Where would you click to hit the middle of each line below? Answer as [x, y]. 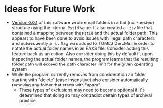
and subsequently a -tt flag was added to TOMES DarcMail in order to [83, 43]
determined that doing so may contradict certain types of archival [85, 95]
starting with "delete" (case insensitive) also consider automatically [80, 80]
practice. [28, 100]
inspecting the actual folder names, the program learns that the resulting [85, 59]
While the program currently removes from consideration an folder [79, 74]
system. [20, 69]
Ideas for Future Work [50, 9]
